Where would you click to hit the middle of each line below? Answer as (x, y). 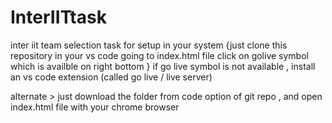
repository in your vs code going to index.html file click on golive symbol (159, 55)
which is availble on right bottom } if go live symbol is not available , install (163, 66)
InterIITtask (58, 17)
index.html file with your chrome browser (95, 107)
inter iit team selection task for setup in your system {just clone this (149, 45)
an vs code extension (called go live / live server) (111, 77)
